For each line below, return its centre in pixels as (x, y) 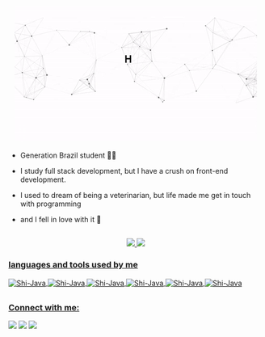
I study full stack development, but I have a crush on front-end (124, 171)
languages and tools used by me (74, 265)
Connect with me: (44, 307)
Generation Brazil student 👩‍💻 (68, 155)
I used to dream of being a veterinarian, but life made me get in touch (135, 195)
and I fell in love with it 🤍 (61, 219)
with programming (50, 204)
